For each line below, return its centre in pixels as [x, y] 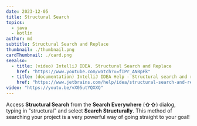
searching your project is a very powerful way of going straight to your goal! [98, 117]
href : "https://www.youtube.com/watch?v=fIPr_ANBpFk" [84, 71]
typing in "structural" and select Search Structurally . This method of [89, 110]
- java [19, 28]
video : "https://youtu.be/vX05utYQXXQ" [55, 88]
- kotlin [22, 33]
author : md [19, 39]
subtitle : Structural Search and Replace [57, 45]
